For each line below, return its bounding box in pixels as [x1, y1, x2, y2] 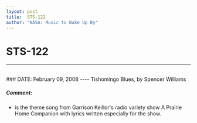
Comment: [6, 89, 33, 96]
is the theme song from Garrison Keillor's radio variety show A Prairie [14, 104, 182, 111]
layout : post [6, 8, 38, 15]
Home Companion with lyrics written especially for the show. [14, 110, 162, 117]
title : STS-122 [6, 14, 46, 20]
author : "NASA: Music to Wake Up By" [6, 19, 98, 25]
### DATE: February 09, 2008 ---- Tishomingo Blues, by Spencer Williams [6, 76, 186, 83]
